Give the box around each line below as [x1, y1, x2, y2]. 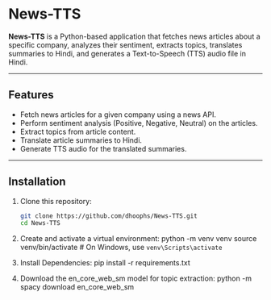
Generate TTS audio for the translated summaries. [19, 144, 187, 153]
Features [8, 88, 54, 102]
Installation [8, 175, 66, 189]
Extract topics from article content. [19, 127, 136, 136]
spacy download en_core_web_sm [19, 282, 135, 292]
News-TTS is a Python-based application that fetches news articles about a [8, 31, 261, 41]
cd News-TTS [19, 219, 60, 227]
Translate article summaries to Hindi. [19, 135, 143, 145]
